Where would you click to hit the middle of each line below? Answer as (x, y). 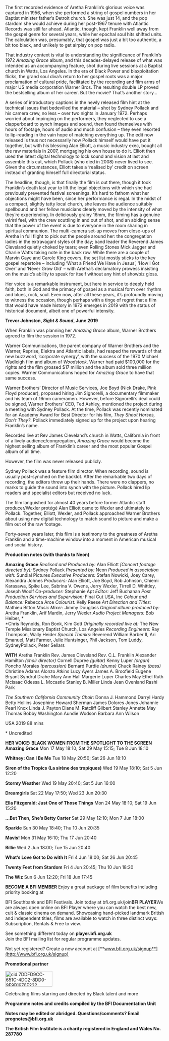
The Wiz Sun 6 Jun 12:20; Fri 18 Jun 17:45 (49, 877)
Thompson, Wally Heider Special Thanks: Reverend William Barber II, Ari (80, 634)
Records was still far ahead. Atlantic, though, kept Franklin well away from (82, 29)
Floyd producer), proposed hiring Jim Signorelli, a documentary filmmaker (82, 393)
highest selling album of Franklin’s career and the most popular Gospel (78, 446)
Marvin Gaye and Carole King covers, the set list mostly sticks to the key (80, 258)
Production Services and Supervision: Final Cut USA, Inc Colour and (76, 597)
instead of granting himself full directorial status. (55, 172)
